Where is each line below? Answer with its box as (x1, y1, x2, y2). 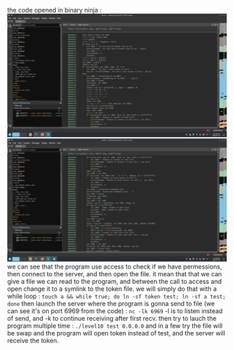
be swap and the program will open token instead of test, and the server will (7, 329, 226, 337)
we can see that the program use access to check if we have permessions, (7, 262, 222, 271)
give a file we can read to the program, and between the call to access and (7, 278, 222, 285)
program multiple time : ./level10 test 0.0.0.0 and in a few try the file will (7, 321, 223, 330)
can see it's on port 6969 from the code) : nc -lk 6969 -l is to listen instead (7, 307, 223, 315)
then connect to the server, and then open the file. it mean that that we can (7, 270, 222, 278)
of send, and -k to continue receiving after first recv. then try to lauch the (7, 315, 217, 322)
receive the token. (7, 337, 59, 344)
